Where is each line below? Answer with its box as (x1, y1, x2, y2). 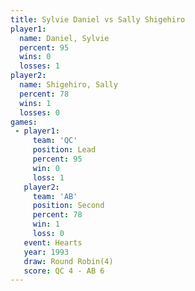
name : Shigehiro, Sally (19, 80, 118, 90)
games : (10, 117, 38, 127)
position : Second (32, 201, 105, 211)
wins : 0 (19, 52, 52, 62)
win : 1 (32, 219, 60, 230)
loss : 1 (32, 172, 65, 183)
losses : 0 (19, 107, 60, 118)
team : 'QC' (32, 136, 78, 146)
